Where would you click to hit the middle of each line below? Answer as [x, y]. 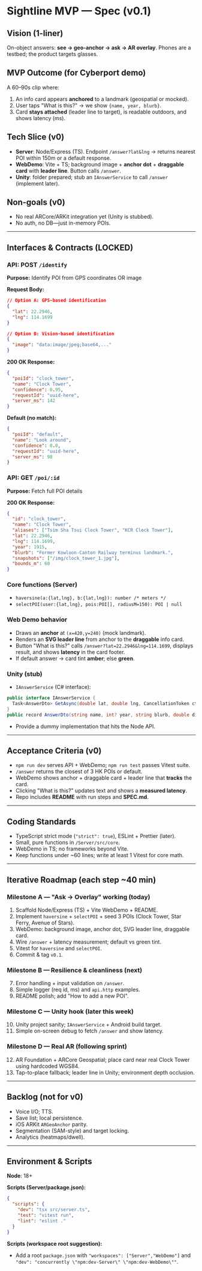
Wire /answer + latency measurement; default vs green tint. [88, 942]
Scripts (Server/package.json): [46, 1188]
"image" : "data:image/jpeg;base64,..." [62, 345]
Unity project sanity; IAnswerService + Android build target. [88, 1025]
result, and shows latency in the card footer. [70, 652]
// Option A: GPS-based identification [57, 301]
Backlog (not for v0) [45, 1097]
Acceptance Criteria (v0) [54, 751]
